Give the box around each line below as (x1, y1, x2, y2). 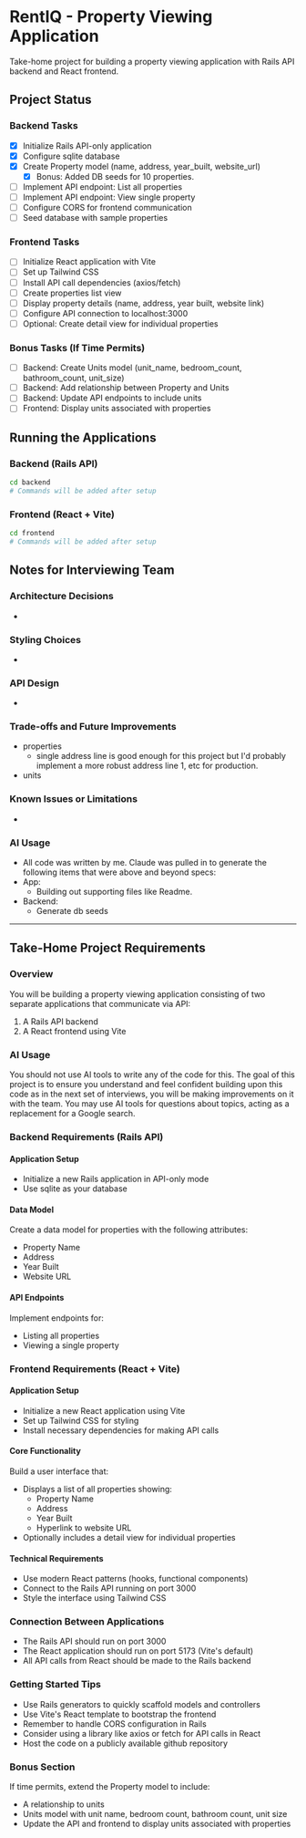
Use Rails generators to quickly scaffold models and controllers (22, 1698, 261, 1709)
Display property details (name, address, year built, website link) (22, 297, 265, 308)
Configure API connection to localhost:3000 (22, 307, 189, 318)
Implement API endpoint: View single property (22, 192, 196, 202)
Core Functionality (9, 1446, 82, 1457)
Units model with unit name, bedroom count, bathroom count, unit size (22, 1809, 288, 1819)
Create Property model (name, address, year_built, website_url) (22, 161, 261, 171)
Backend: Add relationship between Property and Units (22, 382, 229, 393)
